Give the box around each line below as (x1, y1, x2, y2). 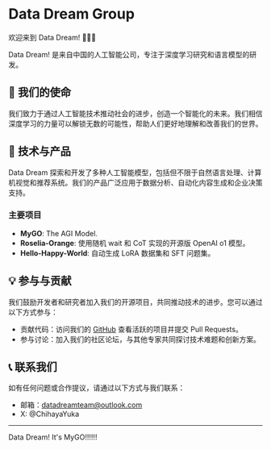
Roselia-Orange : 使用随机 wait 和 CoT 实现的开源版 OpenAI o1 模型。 (19, 238, 250, 248)
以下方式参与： (8, 307, 58, 317)
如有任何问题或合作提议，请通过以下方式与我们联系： (8, 383, 186, 393)
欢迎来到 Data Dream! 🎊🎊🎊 (8, 32, 97, 42)
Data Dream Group (8, 5, 135, 23)
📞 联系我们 (8, 360, 58, 374)
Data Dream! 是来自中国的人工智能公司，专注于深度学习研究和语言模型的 (8, 49, 250, 59)
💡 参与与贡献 (8, 274, 72, 288)
